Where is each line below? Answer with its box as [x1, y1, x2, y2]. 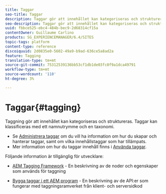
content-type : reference [5, 44, 56, 49]
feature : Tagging [5, 53, 41, 58]
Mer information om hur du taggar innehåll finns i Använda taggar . [12, 144, 147, 149]
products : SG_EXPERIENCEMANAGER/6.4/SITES [5, 35, 94, 40]
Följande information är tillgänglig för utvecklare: [5, 153, 104, 159]
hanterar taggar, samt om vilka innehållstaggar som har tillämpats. [12, 138, 147, 144]
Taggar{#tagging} [5, 102, 82, 113]
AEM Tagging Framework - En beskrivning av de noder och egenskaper [12, 163, 158, 169]
